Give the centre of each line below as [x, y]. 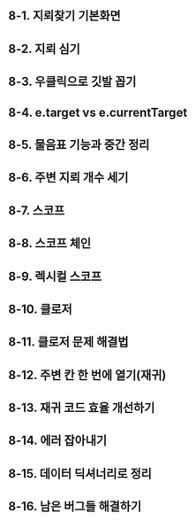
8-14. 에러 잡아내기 [58, 441]
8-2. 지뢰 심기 [44, 48]
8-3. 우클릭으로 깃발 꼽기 [72, 82]
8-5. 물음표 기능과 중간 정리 [79, 144]
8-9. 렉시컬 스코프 [55, 276]
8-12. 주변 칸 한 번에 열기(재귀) [87, 375]
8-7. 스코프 [37, 210]
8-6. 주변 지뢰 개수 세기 [68, 178]
